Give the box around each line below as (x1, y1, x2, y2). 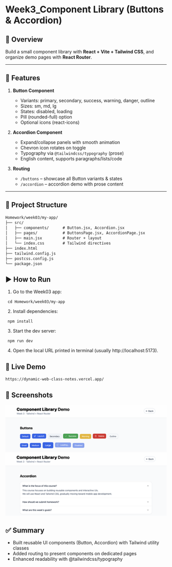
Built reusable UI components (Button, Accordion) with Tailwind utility (12, 539, 160, 545)
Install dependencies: (12, 308, 58, 315)
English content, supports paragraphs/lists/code (20, 155, 122, 161)
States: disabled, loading (20, 108, 73, 114)
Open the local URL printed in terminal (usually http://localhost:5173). (12, 347, 159, 354)
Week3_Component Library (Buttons (5, 4, 164, 15)
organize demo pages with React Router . (5, 54, 92, 60)
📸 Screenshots (5, 391, 53, 399)
